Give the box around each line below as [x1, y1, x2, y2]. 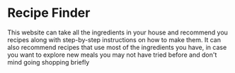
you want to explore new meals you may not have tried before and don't [7, 51, 217, 59]
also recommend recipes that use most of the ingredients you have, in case [7, 43, 227, 51]
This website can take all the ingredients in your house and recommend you [7, 28, 229, 36]
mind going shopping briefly [7, 58, 90, 66]
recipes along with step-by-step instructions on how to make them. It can [7, 35, 222, 44]
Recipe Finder [7, 5, 91, 21]
